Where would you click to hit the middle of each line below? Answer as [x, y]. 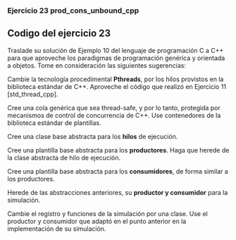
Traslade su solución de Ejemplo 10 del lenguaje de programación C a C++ [116, 50]
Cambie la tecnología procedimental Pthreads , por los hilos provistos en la [116, 79]
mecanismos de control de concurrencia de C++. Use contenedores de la [114, 115]
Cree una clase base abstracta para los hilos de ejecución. [93, 136]
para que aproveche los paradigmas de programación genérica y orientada [116, 58]
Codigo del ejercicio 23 [59, 34]
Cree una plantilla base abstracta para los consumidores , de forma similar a [118, 171]
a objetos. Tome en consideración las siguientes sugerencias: [97, 65]
